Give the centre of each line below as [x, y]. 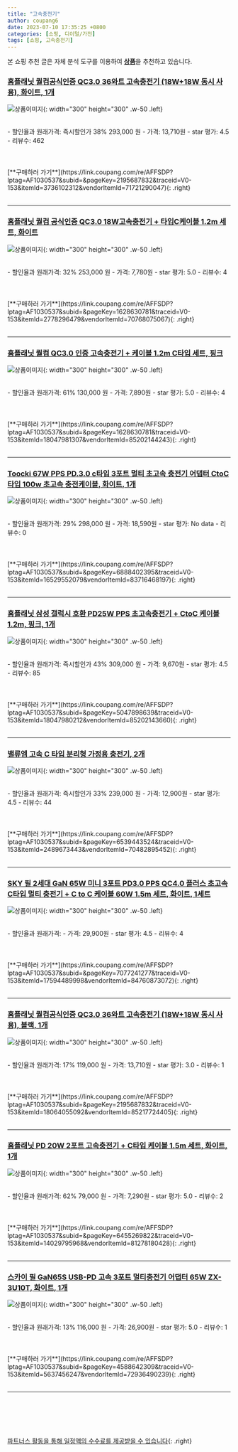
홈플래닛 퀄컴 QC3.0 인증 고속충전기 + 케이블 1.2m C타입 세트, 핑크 [115, 353]
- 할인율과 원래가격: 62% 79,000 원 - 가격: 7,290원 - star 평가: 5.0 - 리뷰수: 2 [115, 1196]
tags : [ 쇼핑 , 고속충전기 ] [40, 41]
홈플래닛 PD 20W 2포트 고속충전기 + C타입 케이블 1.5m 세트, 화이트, [118, 1146]
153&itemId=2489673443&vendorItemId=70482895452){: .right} [102, 849]
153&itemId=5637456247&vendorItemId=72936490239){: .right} [102, 1374]
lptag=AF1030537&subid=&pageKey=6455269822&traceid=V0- [100, 1235]
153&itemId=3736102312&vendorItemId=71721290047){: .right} [99, 188]
